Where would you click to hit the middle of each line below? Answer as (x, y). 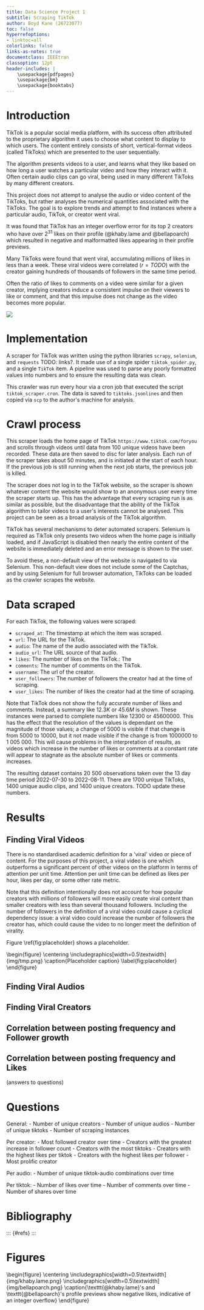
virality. (15, 931)
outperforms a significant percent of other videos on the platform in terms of (102, 867)
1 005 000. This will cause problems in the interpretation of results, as (93, 742)
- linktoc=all (24, 40)
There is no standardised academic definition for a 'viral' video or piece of (99, 854)
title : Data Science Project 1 (46, 12)
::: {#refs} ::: (21, 1233)
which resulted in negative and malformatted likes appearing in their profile (100, 240)
